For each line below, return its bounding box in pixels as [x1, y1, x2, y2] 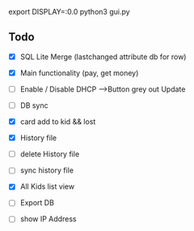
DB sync [19, 101, 48, 110]
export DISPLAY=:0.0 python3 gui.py [8, 7, 131, 16]
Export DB [19, 198, 55, 207]
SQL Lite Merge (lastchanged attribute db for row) [19, 52, 187, 62]
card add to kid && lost [19, 117, 96, 126]
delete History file [19, 149, 80, 159]
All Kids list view [19, 182, 75, 191]
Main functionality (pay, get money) [19, 68, 139, 78]
